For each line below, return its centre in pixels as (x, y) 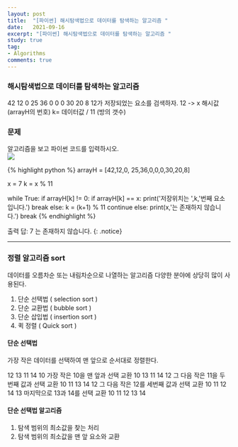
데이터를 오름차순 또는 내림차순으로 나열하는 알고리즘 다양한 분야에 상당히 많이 (115, 275)
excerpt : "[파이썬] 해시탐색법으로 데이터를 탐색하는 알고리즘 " (89, 34)
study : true (25, 40)
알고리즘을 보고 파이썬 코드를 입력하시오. (63, 149)
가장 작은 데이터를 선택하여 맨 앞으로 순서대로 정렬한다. (83, 360)
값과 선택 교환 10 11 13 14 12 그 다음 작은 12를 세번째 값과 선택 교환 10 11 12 (123, 384)
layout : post (27, 14)
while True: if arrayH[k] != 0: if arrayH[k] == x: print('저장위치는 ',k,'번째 (110, 199)
